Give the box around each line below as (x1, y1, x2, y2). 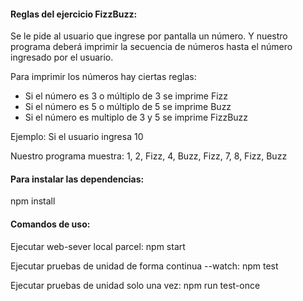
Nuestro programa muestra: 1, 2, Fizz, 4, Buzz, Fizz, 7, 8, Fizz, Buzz (10, 150, 288, 162)
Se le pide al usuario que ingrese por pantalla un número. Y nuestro (10, 30, 288, 42)
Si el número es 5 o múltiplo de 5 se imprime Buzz (24, 101, 232, 113)
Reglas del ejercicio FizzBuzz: (10, 8, 138, 20)
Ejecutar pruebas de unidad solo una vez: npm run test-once (10, 279, 261, 291)
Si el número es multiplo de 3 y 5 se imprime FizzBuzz (24, 111, 249, 124)
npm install (10, 195, 56, 207)
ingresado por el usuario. (10, 51, 114, 64)
